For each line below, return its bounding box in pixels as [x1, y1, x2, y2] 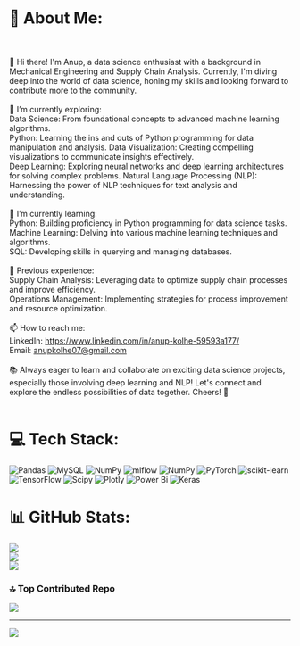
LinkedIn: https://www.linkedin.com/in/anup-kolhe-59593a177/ [9, 335, 240, 346]
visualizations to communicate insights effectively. [9, 151, 195, 161]
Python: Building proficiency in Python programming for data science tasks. [9, 218, 287, 228]
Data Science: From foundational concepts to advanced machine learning [9, 113, 279, 124]
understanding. [9, 189, 65, 200]
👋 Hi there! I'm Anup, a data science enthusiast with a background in [9, 56, 262, 67]
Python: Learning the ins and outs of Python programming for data [9, 132, 254, 143]
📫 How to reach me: [9, 322, 86, 333]
